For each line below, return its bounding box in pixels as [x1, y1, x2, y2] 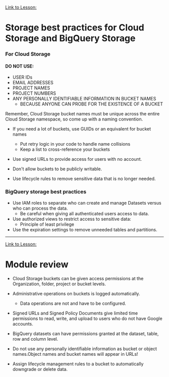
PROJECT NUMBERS [12, 90, 56, 96]
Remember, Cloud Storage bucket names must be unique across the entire [5, 111, 160, 117]
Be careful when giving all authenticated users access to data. [20, 210, 149, 216]
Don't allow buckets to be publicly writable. [12, 166, 102, 172]
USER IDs [12, 74, 33, 80]
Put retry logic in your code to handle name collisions [20, 141, 131, 147]
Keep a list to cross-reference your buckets [20, 146, 110, 153]
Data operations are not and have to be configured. [20, 300, 127, 306]
